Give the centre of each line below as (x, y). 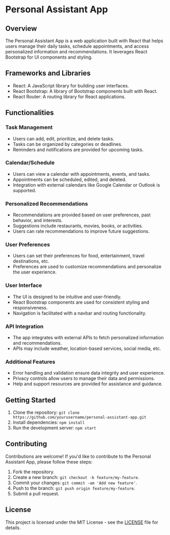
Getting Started (31, 400)
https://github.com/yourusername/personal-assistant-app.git (80, 417)
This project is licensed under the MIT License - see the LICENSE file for (82, 522)
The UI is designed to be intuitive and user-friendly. (67, 297)
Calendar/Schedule (30, 163)
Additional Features (30, 362)
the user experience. (35, 272)
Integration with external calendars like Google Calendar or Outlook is (86, 185)
